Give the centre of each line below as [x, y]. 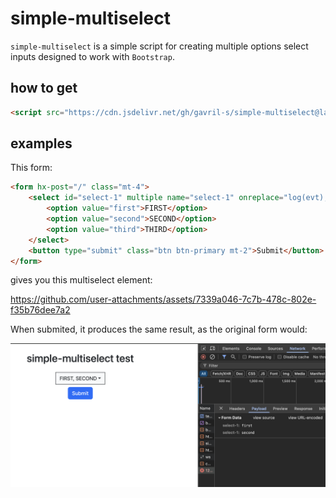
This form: [31, 168]
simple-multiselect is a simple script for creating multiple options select [159, 46]
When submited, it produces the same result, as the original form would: [159, 329]
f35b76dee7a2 [40, 310]
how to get [44, 88]
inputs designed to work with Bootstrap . [92, 56]
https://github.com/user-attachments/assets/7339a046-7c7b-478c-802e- [163, 299]
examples [41, 143]
